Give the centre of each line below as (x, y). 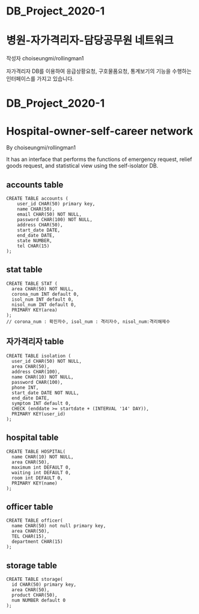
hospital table (32, 438)
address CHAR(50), (40, 225)
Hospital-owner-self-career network (100, 131)
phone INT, (25, 387)
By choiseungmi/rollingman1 (41, 148)
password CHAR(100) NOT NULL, (55, 220)
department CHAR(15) (37, 542)
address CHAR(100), (36, 372)
